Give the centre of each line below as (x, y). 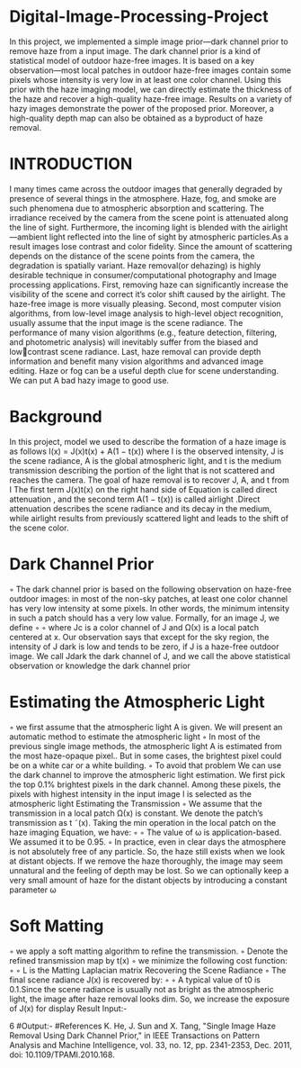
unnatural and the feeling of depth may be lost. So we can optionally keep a (149, 870)
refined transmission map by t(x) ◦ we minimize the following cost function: (148, 960)
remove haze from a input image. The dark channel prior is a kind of (135, 50)
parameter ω (33, 890)
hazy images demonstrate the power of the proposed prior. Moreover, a (142, 108)
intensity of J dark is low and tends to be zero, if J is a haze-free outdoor (145, 647)
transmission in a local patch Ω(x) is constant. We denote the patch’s (136, 813)
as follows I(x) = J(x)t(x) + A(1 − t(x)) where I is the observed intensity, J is (147, 451)
